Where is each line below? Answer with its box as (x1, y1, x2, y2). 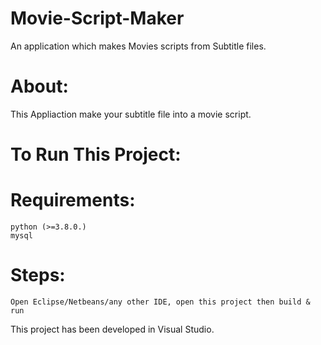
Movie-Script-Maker (10, 7, 185, 30)
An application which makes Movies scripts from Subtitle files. (10, 40, 267, 52)
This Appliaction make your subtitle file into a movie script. (10, 108, 252, 120)
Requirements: (10, 189, 136, 212)
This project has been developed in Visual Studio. (10, 323, 215, 335)
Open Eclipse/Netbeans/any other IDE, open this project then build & (10, 297, 311, 307)
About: (10, 75, 69, 98)
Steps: (10, 264, 66, 287)
